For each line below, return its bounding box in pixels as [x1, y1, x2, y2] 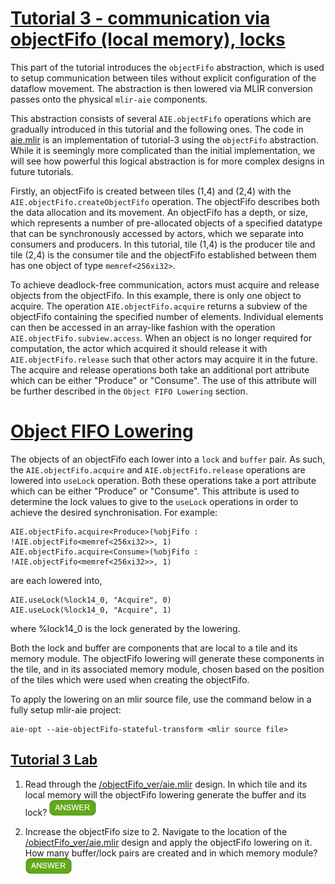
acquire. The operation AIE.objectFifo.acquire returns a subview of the [10, 300, 308, 312]
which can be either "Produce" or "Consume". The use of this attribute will [10, 374, 317, 386]
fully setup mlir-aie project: [10, 703, 122, 716]
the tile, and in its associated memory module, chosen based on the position [10, 663, 325, 675]
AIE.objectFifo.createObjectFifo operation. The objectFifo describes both [10, 195, 320, 207]
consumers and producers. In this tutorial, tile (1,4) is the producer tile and [10, 238, 316, 250]
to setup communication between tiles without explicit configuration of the [10, 72, 317, 84]
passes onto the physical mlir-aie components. [10, 93, 208, 105]
